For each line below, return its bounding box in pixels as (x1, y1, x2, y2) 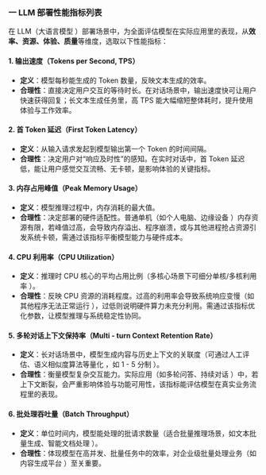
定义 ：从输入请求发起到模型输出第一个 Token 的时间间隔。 (19, 144, 211, 153)
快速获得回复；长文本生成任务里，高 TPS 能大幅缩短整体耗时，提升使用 (19, 95, 253, 105)
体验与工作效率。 (19, 105, 76, 114)
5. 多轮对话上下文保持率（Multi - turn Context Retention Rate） (8, 330, 218, 340)
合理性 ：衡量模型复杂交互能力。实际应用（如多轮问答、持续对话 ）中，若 (19, 369, 259, 379)
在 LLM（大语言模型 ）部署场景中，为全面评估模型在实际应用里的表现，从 (8, 26, 249, 37)
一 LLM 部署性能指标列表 (8, 6, 102, 17)
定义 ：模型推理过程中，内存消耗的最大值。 (19, 203, 160, 212)
